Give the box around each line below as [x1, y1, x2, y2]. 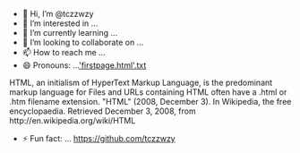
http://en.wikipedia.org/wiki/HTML [9, 115, 136, 125]
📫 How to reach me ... [21, 47, 106, 57]
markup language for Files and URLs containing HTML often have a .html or [9, 87, 287, 98]
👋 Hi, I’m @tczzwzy [21, 9, 94, 19]
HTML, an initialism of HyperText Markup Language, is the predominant [9, 77, 273, 88]
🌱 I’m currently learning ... [21, 28, 118, 38]
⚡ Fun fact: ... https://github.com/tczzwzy [21, 133, 176, 143]
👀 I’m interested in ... [21, 18, 99, 29]
